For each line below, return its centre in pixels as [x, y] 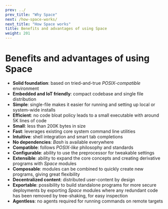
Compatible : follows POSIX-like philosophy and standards [73, 147]
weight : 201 [18, 33]
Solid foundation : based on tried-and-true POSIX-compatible [76, 83]
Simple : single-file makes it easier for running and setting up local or [84, 104]
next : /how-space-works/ [31, 19]
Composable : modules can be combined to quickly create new [78, 169]
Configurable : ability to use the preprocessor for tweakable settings [83, 152]
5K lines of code [30, 120]
